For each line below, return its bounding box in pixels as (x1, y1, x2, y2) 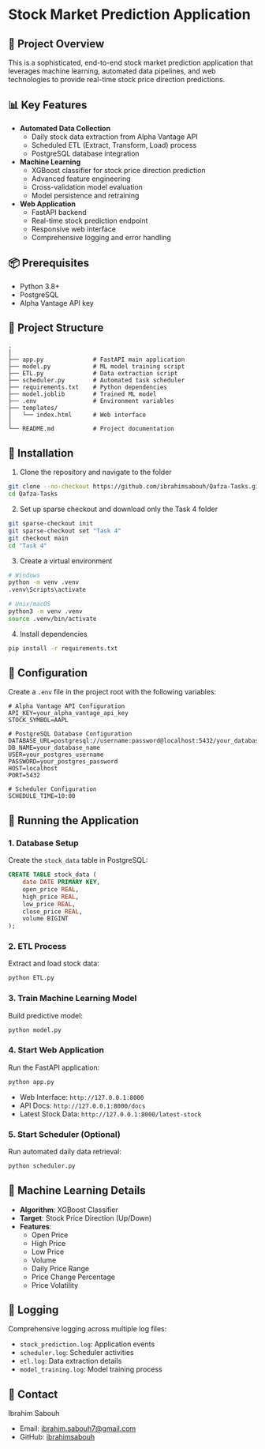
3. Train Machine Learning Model (8, 993, 137, 1004)
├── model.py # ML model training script (8, 363, 185, 371)
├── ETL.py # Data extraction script (8, 370, 178, 378)
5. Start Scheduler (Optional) (8, 1128, 121, 1139)
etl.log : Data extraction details (19, 1357, 122, 1366)
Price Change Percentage (31, 1272, 116, 1282)
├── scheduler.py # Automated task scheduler (8, 377, 185, 385)
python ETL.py (8, 974, 55, 982)
